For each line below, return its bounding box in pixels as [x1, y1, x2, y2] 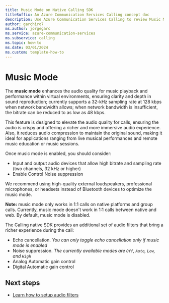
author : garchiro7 [5, 21, 44, 27]
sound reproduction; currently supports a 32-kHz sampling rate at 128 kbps [5, 99, 162, 105]
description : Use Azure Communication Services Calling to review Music [5, 17, 161, 22]
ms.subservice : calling [5, 36, 55, 41]
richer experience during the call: [5, 227, 74, 233]
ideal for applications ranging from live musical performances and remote [5, 135, 157, 141]
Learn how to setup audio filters [12, 292, 79, 298]
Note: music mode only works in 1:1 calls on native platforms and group [5, 201, 153, 208]
